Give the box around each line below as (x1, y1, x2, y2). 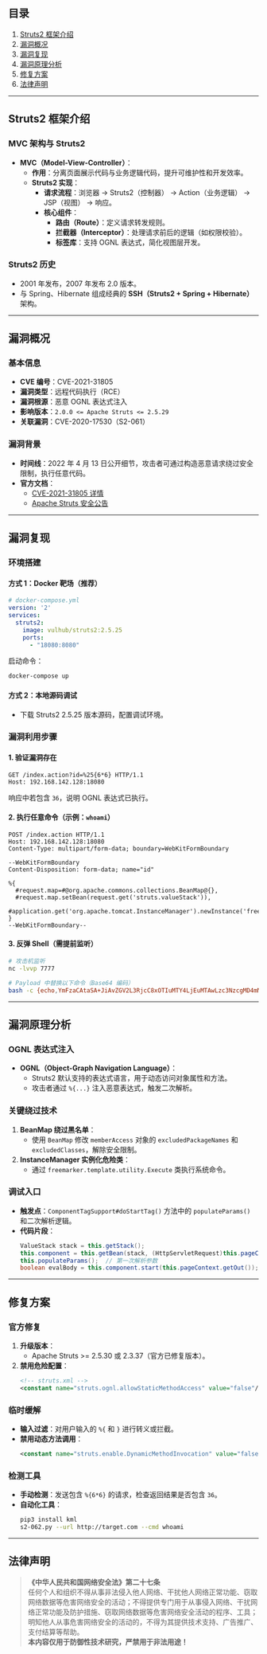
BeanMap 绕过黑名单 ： (19, 1124, 96, 1134)
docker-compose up (8, 672, 69, 680)
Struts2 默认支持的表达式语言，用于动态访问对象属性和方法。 (31, 1073, 232, 1083)
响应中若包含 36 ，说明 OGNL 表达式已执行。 (8, 792, 153, 802)
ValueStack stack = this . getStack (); (19, 1241, 145, 1249)
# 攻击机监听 (8, 957, 45, 965)
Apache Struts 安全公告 (31, 498, 109, 507)
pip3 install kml (19, 1515, 78, 1524)
